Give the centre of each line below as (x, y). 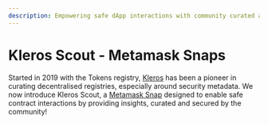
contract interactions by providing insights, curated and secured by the (125, 103)
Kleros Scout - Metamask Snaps (117, 55)
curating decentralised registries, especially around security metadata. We (131, 86)
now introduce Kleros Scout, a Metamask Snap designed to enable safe (126, 94)
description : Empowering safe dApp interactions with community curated (132, 16)
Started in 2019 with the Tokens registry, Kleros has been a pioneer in (122, 78)
